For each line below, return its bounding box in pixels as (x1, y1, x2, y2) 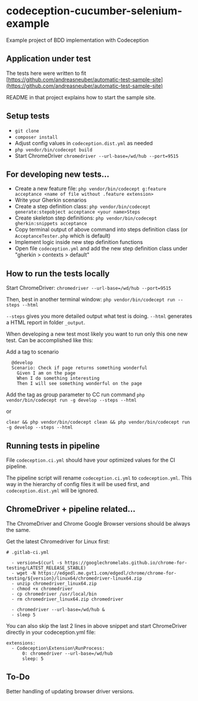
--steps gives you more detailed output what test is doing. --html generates (6, 312, 193, 320)
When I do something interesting (17, 375, 100, 381)
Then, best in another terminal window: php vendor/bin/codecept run (6, 296, 175, 303)
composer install (14, 134, 58, 140)
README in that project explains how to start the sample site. (6, 93, 156, 101)
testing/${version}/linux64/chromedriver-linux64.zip (6, 575, 143, 581)
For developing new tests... (6, 169, 110, 179)
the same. (6, 526, 31, 533)
